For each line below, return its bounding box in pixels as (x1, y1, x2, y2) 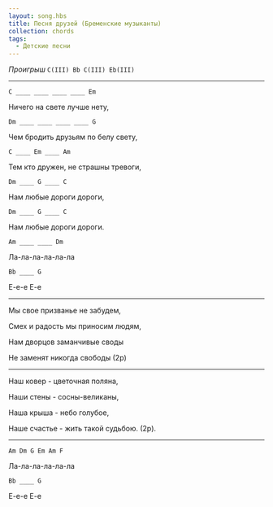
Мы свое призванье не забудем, (8, 306, 122, 316)
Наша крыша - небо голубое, (8, 408, 110, 417)
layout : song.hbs (8, 11, 67, 20)
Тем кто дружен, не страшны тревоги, (8, 162, 142, 172)
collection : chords (8, 27, 75, 35)
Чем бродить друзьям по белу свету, (8, 132, 138, 142)
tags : (8, 34, 27, 43)
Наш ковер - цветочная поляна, (8, 376, 119, 387)
